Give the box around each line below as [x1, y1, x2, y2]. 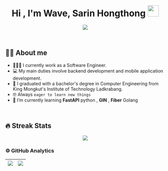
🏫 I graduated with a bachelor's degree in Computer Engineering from [12, 80, 159, 86]
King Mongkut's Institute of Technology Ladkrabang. [12, 86, 123, 92]
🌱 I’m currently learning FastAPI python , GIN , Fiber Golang [12, 97, 138, 103]
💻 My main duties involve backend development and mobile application [12, 67, 163, 74]
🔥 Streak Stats [5, 122, 52, 130]
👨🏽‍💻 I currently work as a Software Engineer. [12, 62, 107, 68]
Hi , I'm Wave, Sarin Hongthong [12, 8, 146, 19]
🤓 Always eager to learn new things [12, 91, 91, 97]
